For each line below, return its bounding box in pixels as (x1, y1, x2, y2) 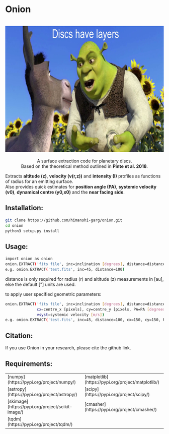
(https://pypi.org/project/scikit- (7, 404, 73, 410)
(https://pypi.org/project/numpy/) (7, 379, 76, 385)
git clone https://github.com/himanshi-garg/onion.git (5, 218, 123, 223)
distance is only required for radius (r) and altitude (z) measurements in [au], (5, 276, 164, 282)
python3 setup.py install (5, 228, 59, 233)
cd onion (5, 223, 24, 228)
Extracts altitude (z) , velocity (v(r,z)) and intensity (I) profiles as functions (5, 173, 161, 179)
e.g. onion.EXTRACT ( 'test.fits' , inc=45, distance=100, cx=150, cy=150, (5, 318, 161, 323)
